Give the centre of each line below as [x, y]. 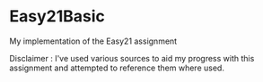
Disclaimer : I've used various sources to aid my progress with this [132, 58]
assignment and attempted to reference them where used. [117, 68]
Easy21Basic [57, 16]
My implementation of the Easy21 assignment [93, 41]
